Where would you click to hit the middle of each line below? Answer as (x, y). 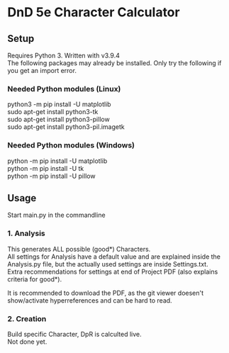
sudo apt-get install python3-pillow (58, 119)
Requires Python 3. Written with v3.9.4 (64, 55)
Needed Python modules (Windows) (71, 145)
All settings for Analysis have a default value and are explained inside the (114, 257)
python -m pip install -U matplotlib (57, 161)
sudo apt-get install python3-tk (53, 112)
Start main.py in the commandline (56, 215)
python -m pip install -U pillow (51, 176)
